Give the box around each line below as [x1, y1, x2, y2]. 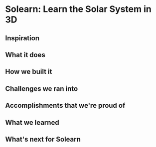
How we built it [5, 68, 52, 76]
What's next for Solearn [5, 135, 81, 144]
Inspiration [5, 34, 40, 42]
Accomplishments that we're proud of [5, 101, 126, 110]
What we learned [5, 118, 59, 127]
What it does [5, 51, 46, 59]
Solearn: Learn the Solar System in [5, 3, 152, 15]
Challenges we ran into [5, 84, 78, 93]
